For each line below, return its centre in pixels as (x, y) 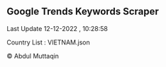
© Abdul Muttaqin (33, 56)
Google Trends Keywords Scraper (83, 12)
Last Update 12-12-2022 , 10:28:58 (57, 28)
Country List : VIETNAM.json (48, 42)
